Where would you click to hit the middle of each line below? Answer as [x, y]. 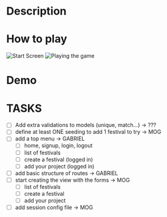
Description [36, 11]
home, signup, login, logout [58, 146]
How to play [37, 39]
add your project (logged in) [59, 166]
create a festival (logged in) [58, 159]
